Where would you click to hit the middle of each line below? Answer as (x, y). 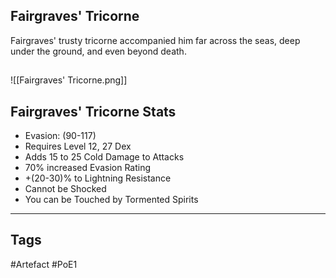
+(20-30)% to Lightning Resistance (98, 178)
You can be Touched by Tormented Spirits (111, 200)
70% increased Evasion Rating (88, 168)
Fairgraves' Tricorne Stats (93, 111)
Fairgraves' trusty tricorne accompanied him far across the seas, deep (155, 40)
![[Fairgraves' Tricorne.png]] (69, 80)
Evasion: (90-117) (60, 136)
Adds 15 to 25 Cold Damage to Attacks (104, 157)
